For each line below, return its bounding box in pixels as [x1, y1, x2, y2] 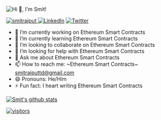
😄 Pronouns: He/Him [14, 75, 67, 83]
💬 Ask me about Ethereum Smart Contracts [14, 54, 120, 61]
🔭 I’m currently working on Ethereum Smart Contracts [14, 29, 146, 36]
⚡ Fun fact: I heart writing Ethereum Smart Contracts [14, 82, 143, 89]
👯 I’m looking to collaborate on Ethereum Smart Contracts [14, 42, 156, 48]
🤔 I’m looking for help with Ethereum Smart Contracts [14, 48, 145, 55]
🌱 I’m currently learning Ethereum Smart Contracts [14, 35, 138, 42]
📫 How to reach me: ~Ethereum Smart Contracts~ [14, 61, 139, 68]
